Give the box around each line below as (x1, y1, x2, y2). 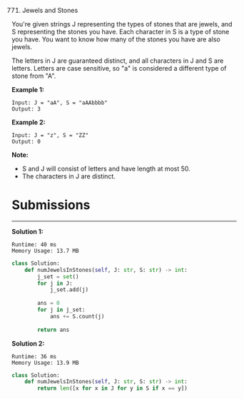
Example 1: (11, 86, 45, 94)
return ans (37, 326, 70, 333)
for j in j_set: (37, 306, 86, 313)
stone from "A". (11, 71, 56, 80)
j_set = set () (37, 273, 79, 281)
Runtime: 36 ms (11, 353, 57, 360)
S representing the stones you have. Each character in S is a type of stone (11, 28, 230, 36)
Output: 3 (11, 106, 41, 113)
